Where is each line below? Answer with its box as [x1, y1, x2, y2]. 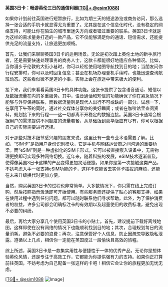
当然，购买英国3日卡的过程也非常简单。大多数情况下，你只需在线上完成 [5, 183, 152, 189]
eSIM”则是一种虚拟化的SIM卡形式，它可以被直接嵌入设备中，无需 [20, 147, 155, 153]
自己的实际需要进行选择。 [5, 124, 58, 130]
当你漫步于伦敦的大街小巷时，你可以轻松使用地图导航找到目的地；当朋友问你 [5, 63, 163, 69]
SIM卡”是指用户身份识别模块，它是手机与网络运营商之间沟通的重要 [15, 141, 153, 147]
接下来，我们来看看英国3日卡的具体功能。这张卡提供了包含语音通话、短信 [5, 87, 157, 92]
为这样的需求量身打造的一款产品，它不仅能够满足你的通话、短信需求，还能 [5, 34, 158, 40]
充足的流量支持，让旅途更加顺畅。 [9, 40, 80, 46]
